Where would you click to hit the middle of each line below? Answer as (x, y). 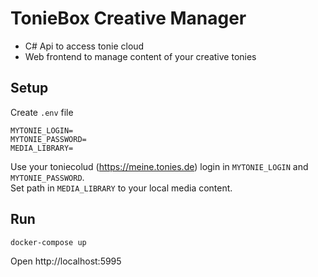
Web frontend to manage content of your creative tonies (140, 56)
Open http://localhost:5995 (66, 261)
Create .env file (42, 112)
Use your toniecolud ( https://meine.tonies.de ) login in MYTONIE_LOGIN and (159, 166)
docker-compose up (48, 242)
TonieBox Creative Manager (128, 18)
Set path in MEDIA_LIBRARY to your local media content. (121, 188)
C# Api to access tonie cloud (84, 46)
